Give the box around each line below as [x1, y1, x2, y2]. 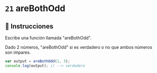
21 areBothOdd [5, 3, 66, 14]
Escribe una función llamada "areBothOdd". [5, 35, 92, 41]
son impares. [5, 49, 31, 55]
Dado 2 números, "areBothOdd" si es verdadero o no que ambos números [5, 44, 153, 50]
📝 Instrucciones [5, 22, 54, 30]
